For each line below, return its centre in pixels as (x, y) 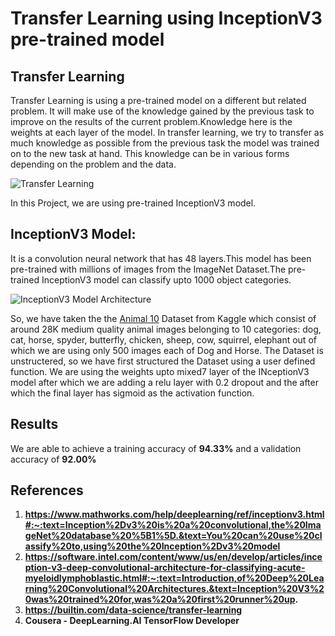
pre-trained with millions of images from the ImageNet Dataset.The (148, 269)
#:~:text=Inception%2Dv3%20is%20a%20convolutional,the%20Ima (173, 525)
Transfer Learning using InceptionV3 (166, 18)
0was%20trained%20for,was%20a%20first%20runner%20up (160, 599)
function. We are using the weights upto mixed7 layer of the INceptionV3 (160, 371)
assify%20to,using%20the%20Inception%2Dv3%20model (152, 546)
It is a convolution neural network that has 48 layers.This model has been (161, 258)
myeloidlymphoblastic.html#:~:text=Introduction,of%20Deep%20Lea (174, 578)
